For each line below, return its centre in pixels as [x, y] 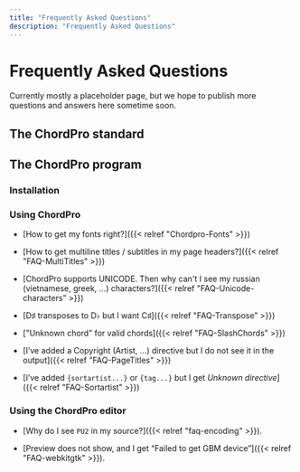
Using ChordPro [45, 215]
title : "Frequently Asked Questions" [80, 18]
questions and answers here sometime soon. [93, 106]
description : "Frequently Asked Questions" [93, 26]
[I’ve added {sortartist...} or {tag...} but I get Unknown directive [150, 378]
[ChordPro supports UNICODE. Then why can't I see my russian [141, 279]
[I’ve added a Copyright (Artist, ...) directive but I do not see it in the [148, 351]
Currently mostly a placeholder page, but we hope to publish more [133, 96]
